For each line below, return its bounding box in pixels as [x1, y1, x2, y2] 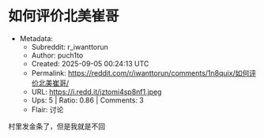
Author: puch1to [31, 50, 84, 60]
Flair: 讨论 [31, 104, 64, 114]
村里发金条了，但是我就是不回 [8, 121, 105, 131]
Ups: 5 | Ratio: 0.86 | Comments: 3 [31, 95, 145, 105]
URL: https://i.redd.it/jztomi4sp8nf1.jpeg [31, 87, 162, 96]
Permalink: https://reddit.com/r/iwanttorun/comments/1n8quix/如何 [31, 68, 250, 77]
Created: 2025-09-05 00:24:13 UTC [31, 58, 149, 68]
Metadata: [19, 33, 54, 43]
